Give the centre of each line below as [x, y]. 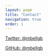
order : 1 [14, 24]
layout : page [19, 10]
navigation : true [23, 19]
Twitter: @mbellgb [24, 38]
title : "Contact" [23, 15]
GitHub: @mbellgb [24, 48]
